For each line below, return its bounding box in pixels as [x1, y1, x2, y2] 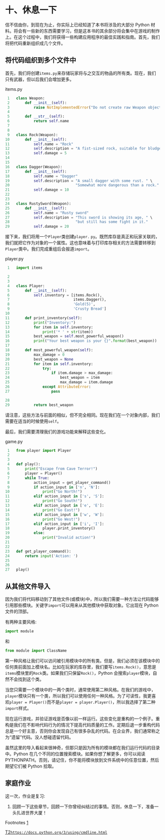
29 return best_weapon [5, 402, 74, 407]
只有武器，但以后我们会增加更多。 [5, 76, 74, 82]
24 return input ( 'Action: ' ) [5, 553, 78, 558]
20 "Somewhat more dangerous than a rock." [5, 183, 160, 188]
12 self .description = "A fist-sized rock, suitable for [5, 146, 146, 151]
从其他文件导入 [5, 582, 51, 590]
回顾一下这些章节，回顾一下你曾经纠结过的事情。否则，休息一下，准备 [12, 803, 155, 809]
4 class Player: [7, 283, 45, 289]
